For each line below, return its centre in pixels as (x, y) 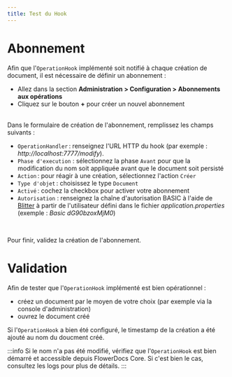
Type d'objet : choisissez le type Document (78, 183)
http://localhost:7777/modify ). (60, 153)
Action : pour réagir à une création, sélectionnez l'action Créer (107, 175)
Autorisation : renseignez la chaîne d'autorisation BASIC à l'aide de (115, 198)
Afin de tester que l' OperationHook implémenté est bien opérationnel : (107, 287)
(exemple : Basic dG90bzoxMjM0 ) (66, 213)
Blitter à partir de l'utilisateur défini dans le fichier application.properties (121, 205)
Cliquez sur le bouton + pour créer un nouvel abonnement (101, 104)
